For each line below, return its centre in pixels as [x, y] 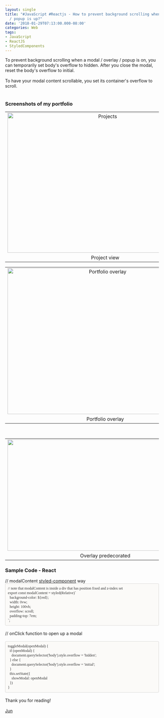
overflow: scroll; [22, 611]
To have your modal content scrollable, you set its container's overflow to [79, 81]
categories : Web [21, 28]
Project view [105, 257]
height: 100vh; [20, 607]
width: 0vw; [19, 602]
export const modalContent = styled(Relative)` [42, 593]
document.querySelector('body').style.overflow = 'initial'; [53, 665]
